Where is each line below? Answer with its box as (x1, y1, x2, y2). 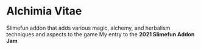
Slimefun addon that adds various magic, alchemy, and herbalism (6, 24, 171, 31)
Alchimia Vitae (6, 4, 82, 18)
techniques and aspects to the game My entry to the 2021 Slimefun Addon (6, 30, 195, 38)
